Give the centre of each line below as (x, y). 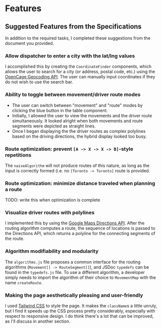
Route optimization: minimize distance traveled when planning (80, 183)
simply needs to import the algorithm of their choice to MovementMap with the (81, 277)
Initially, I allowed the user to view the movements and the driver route (82, 115)
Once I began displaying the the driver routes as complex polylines (79, 131)
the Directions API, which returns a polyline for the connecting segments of (80, 234)
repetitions (18, 155)
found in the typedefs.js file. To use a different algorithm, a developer (75, 272)
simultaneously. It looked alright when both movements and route (77, 121)
